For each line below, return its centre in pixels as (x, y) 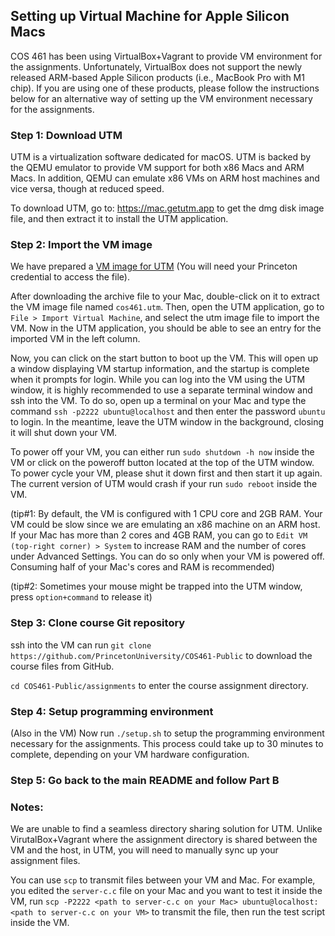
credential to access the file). (70, 277)
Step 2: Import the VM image (81, 245)
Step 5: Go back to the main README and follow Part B (145, 780)
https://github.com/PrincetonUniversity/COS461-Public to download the (161, 655)
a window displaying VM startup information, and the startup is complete (160, 369)
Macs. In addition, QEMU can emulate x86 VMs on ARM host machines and (165, 178)
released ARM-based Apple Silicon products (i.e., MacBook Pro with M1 (157, 77)
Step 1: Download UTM (66, 135)
